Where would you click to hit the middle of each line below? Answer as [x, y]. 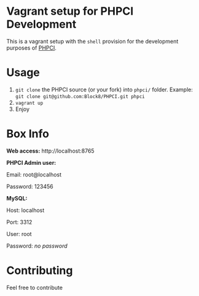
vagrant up [29, 103]
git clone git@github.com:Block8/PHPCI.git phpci [80, 96]
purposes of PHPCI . [32, 48]
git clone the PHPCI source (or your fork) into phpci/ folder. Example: [104, 89]
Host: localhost [25, 210]
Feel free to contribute [35, 287]
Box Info [28, 134]
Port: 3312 [19, 222]
